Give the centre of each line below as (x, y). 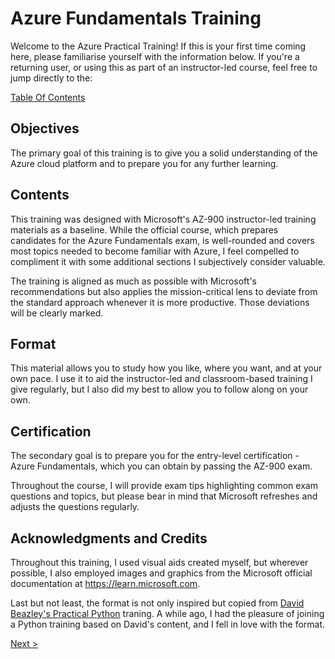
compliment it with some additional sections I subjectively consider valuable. (168, 261)
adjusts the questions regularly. (75, 507)
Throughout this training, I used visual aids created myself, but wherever (159, 562)
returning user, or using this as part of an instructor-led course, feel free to (164, 67)
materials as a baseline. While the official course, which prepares (144, 229)
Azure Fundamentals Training (136, 18)
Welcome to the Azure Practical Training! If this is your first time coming (158, 46)
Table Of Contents (48, 97)
